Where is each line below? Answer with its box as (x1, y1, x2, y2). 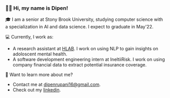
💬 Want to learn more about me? (5, 72, 73, 78)
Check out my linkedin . (12, 87, 61, 93)
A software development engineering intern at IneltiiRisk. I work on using (12, 56, 165, 62)
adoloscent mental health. (12, 51, 68, 57)
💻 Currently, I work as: (5, 34, 53, 40)
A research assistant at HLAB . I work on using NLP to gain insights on (12, 46, 159, 52)
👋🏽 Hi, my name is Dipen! (5, 5, 68, 12)
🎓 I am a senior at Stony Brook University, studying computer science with (5, 16, 163, 22)
